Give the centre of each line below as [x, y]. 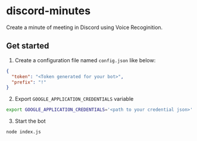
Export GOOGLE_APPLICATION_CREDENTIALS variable [74, 99]
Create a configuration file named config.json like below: [85, 60]
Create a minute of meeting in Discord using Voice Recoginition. [85, 27]
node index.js [24, 132]
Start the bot [30, 121]
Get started [28, 46]
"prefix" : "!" [29, 82]
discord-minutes [49, 11]
